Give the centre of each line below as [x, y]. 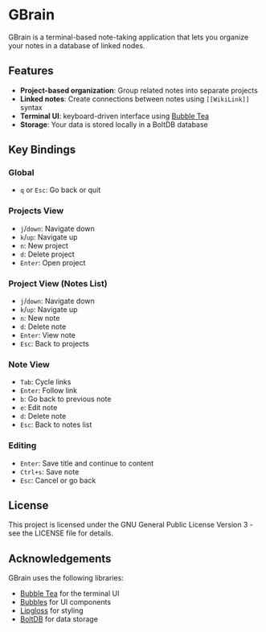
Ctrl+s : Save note [49, 471]
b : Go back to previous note [65, 399]
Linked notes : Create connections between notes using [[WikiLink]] [135, 99]
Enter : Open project [53, 262]
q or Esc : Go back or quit [60, 190]
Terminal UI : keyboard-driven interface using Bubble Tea [115, 116]
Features [31, 71]
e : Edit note [39, 408]
